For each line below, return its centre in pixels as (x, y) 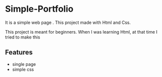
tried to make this (23, 37)
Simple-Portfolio (39, 9)
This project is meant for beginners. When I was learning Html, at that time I (81, 32)
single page (24, 64)
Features (19, 52)
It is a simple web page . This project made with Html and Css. (68, 22)
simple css (23, 69)
